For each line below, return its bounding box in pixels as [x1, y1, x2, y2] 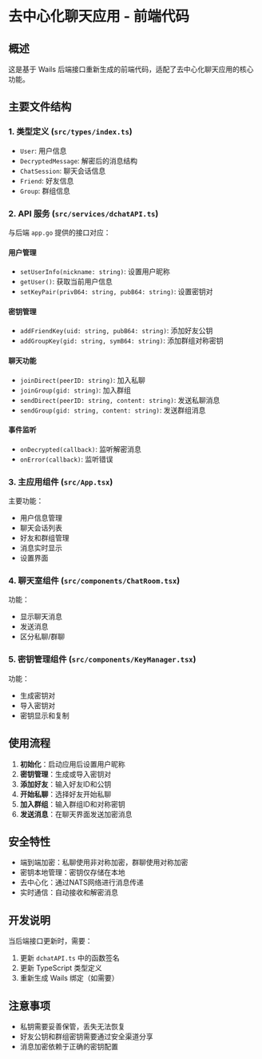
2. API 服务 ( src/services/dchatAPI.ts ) [8, 207, 159, 219]
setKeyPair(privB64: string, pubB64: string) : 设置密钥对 [19, 287, 213, 296]
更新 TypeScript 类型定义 [19, 963, 102, 973]
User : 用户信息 [19, 146, 67, 155]
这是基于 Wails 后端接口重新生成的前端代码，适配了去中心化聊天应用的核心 [8, 65, 254, 74]
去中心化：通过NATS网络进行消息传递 [19, 878, 144, 888]
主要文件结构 [8, 100, 72, 114]
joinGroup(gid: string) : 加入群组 [19, 385, 132, 395]
